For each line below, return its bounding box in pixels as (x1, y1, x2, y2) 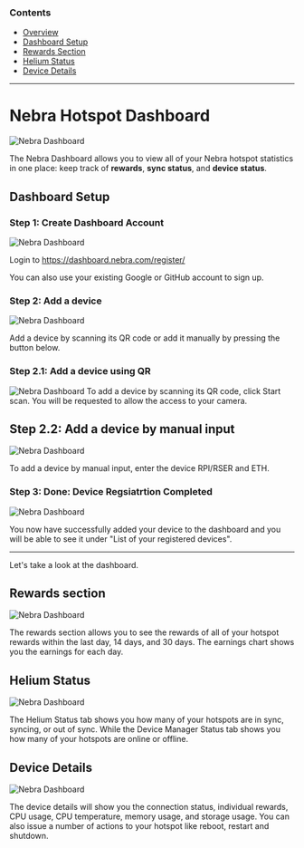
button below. (9, 342, 61, 353)
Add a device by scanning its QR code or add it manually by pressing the (9, 332, 280, 343)
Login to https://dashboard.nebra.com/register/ (9, 254, 185, 265)
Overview (22, 27, 59, 38)
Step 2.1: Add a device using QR (9, 365, 151, 378)
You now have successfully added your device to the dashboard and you (9, 524, 281, 535)
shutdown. (9, 831, 49, 842)
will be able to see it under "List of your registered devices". (9, 533, 233, 544)
